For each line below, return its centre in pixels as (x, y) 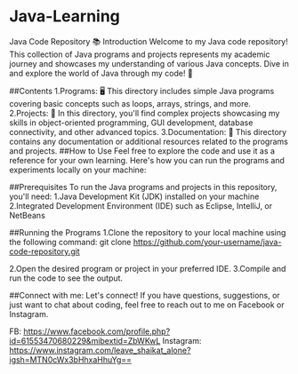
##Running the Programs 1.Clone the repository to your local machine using (148, 232)
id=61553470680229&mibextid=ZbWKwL (85, 340)
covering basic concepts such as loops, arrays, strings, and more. (130, 103)
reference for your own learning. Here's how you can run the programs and (147, 160)
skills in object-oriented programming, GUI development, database (131, 123)
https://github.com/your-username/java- (207, 242)
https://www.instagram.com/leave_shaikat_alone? (100, 350)
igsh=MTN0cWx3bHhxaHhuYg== (70, 359)
